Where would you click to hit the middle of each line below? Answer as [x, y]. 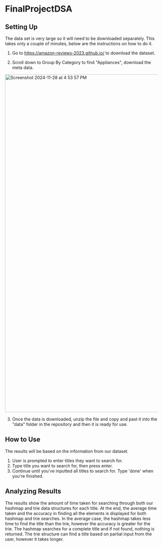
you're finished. [28, 476]
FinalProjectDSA [39, 9]
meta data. [23, 67]
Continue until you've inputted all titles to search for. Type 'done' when [83, 471]
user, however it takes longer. [34, 539]
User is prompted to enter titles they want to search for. [67, 460]
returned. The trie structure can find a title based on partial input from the [78, 534]
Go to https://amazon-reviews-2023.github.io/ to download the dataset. [83, 53]
